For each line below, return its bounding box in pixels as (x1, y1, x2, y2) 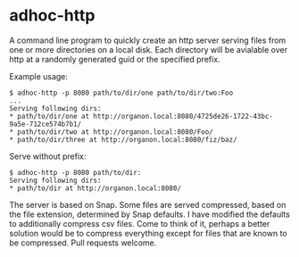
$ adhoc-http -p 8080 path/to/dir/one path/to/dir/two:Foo (9, 88, 234, 97)
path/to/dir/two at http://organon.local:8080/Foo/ (17, 127, 214, 137)
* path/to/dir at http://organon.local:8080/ (9, 184, 181, 193)
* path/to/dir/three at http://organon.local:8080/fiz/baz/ (9, 135, 238, 144)
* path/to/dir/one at (9, 112, 90, 120)
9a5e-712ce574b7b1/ (9, 120, 82, 128)
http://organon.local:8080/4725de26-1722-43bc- (93, 112, 274, 120)
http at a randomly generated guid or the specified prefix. (9, 54, 220, 64)
